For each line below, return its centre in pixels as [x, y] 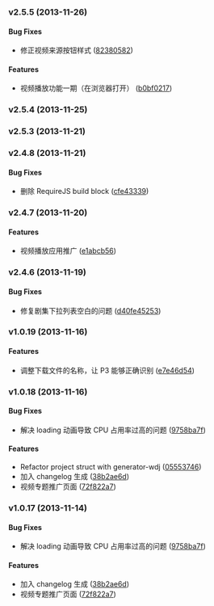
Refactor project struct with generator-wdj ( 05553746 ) [111, 467]
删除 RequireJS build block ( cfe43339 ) [84, 191]
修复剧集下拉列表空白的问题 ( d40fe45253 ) [90, 310]
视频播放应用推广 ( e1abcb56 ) [68, 251]
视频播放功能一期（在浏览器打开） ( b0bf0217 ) [96, 88]
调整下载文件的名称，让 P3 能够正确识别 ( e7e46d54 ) [107, 370]
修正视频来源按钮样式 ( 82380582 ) [76, 50]
